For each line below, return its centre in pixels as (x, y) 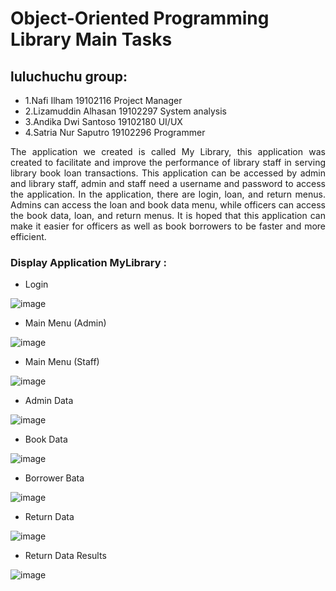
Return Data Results (65, 556)
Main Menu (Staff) (62, 362)
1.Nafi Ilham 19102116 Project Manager (103, 100)
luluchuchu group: (69, 76)
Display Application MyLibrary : (88, 262)
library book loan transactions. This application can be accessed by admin (168, 173)
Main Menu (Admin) (65, 323)
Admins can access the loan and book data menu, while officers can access (168, 205)
